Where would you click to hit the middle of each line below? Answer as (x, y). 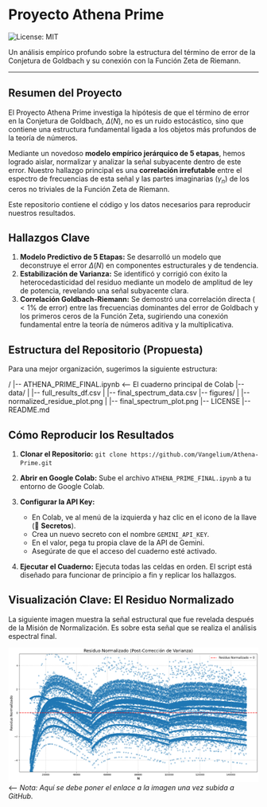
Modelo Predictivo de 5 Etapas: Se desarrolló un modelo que (120, 257)
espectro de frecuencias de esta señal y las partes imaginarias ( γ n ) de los (129, 179)
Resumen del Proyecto (65, 93)
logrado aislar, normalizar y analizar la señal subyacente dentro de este (125, 162)
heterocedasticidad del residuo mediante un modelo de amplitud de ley (136, 282)
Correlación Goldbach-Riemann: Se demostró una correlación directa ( (137, 300)
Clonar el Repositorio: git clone (74, 454)
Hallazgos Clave (49, 238)
